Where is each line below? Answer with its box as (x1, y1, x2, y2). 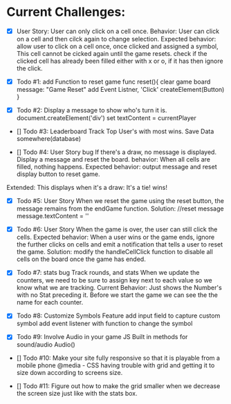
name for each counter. (16, 298, 84, 307)
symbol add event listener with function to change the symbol (16, 319, 193, 328)
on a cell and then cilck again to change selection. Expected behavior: (16, 35, 216, 43)
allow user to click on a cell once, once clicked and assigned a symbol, (16, 42, 219, 50)
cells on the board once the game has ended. (16, 255, 146, 263)
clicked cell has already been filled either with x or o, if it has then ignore (16, 57, 223, 65)
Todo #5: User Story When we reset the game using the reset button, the (16, 197, 224, 205)
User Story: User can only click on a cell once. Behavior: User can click (16, 27, 219, 35)
